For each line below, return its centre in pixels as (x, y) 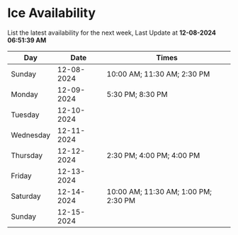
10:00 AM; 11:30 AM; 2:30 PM (158, 74)
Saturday (26, 196)
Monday (25, 94)
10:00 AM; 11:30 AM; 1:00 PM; (159, 191)
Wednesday (31, 134)
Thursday (27, 155)
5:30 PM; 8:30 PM (137, 94)
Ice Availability (51, 13)
